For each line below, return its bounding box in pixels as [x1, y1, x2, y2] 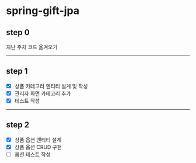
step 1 [6, 66, 28, 77]
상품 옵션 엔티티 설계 [14, 136, 62, 143]
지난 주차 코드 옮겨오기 [6, 44, 58, 50]
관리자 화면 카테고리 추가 [14, 89, 71, 97]
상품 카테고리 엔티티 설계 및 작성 [14, 82, 88, 89]
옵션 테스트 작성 [14, 151, 51, 158]
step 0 [6, 27, 30, 37]
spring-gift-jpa [6, 4, 80, 18]
